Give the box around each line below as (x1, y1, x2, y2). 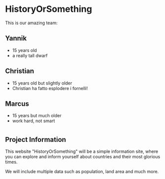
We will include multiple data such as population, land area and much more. (5, 168, 159, 174)
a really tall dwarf (12, 52, 48, 58)
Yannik (5, 34, 27, 43)
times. (5, 159, 18, 165)
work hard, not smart (12, 118, 55, 124)
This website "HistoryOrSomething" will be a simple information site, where (5, 148, 159, 154)
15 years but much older (12, 113, 62, 119)
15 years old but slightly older (12, 80, 73, 86)
